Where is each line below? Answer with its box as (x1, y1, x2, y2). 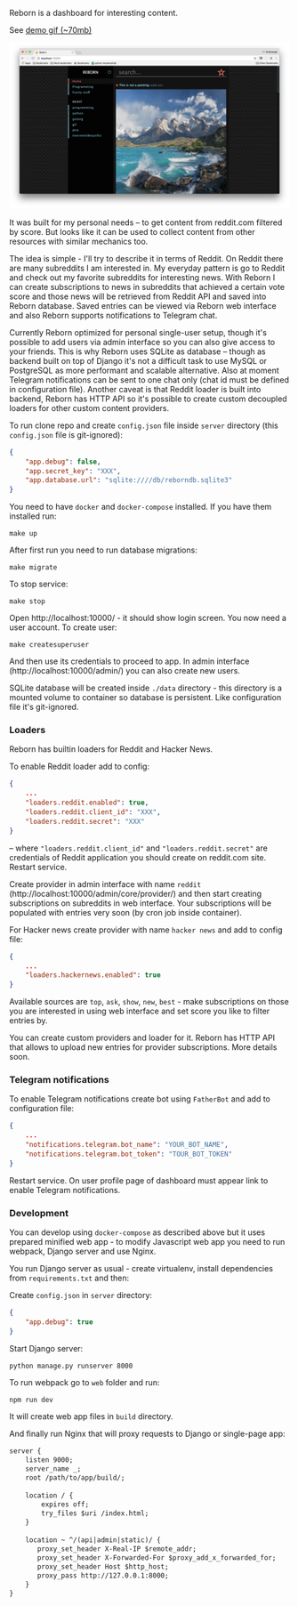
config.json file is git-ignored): (9, 429, 123, 440)
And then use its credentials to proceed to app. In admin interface (9, 656, 250, 666)
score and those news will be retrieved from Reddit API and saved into (9, 291, 267, 302)
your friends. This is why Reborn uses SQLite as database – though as (9, 346, 266, 357)
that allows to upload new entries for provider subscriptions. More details (9, 1042, 278, 1053)
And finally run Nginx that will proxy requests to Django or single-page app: (9, 1428, 286, 1439)
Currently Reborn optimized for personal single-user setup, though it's (9, 327, 267, 337)
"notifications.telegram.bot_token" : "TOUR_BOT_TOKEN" (25, 1150, 233, 1159)
